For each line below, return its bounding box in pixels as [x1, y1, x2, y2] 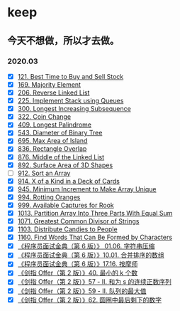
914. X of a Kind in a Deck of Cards [17, 176, 120, 185]
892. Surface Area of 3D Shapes [17, 161, 113, 169]
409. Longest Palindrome [17, 120, 92, 129]
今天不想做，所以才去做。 [7, 34, 119, 46]
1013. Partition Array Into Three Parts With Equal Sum [17, 209, 173, 217]
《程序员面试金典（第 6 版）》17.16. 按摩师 [17, 260, 138, 268]
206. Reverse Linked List [17, 88, 90, 97]
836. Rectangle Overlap [17, 144, 87, 153]
